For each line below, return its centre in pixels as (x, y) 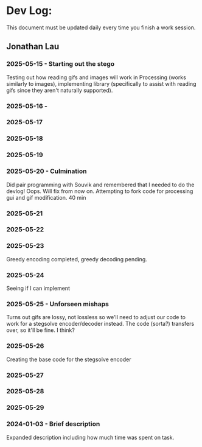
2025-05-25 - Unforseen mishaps (58, 304)
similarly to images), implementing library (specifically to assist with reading (101, 83)
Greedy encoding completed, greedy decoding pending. (77, 259)
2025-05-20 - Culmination (47, 171)
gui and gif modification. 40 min (46, 197)
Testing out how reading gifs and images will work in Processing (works (96, 77)
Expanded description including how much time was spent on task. (90, 437)
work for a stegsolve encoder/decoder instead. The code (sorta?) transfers (100, 324)
